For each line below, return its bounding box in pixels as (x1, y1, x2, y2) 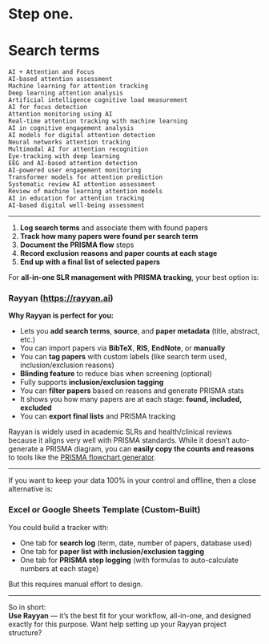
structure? (8, 627, 42, 638)
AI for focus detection (8, 103, 88, 111)
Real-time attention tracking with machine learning (8, 117, 188, 125)
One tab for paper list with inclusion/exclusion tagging (19, 546, 205, 556)
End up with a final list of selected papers (19, 257, 160, 267)
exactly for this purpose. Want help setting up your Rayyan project (8, 619, 227, 629)
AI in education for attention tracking (8, 194, 146, 203)
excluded (19, 403, 52, 413)
